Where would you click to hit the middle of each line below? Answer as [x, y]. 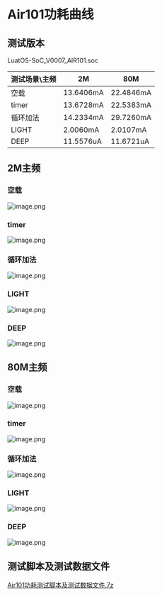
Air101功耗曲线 [51, 15]
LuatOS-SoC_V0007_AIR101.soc [53, 60]
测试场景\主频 [34, 79]
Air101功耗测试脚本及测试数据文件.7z [61, 585]
